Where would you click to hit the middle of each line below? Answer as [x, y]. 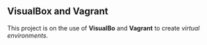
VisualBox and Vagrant [58, 11]
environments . [28, 35]
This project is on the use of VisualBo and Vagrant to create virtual [104, 28]
